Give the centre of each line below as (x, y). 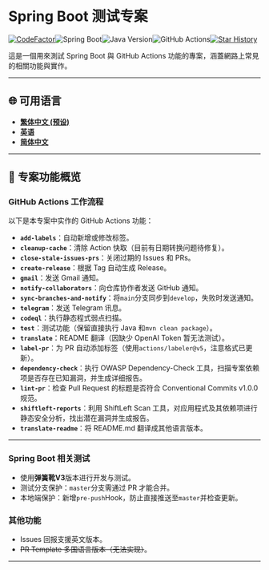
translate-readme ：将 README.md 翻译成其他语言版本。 (114, 428)
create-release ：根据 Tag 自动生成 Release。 (95, 268)
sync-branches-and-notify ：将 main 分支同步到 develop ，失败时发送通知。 (139, 298)
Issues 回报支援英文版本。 (63, 540)
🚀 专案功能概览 (45, 177)
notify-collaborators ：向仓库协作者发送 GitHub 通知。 (111, 288)
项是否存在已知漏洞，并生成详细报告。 (83, 378)
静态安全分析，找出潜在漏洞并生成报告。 (86, 418)
